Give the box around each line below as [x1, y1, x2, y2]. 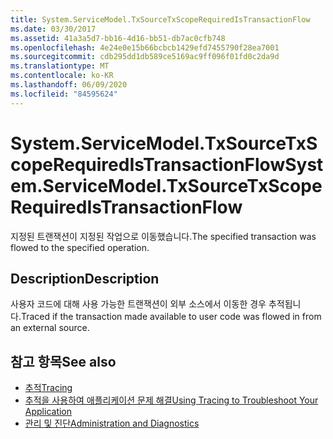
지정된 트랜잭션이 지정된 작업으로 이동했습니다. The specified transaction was [10, 230, 317, 242]
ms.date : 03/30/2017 [10, 24, 97, 34]
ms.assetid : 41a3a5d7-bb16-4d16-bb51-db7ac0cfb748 [10, 33, 226, 43]
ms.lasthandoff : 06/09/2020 [10, 80, 128, 90]
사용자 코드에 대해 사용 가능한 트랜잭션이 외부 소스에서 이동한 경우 [10, 298, 267, 310]
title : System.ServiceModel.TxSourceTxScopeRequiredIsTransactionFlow [10, 14, 311, 25]
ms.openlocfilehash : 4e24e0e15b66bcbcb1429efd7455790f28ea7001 [10, 42, 280, 53]
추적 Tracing [24, 382, 73, 394]
